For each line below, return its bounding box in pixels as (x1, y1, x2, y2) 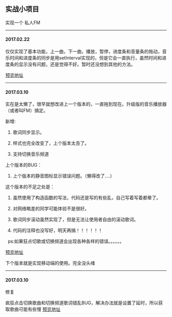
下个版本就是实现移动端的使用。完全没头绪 (5, 260, 95, 266)
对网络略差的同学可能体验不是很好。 (12, 206, 90, 212)
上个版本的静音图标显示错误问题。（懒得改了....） (12, 173, 115, 179)
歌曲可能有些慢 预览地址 (9, 306, 60, 312)
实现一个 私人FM (5, 19, 40, 26)
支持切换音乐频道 (12, 151, 49, 157)
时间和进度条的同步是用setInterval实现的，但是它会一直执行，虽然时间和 (9, 55, 162, 61)
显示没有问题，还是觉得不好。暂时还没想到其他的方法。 (18, 61, 136, 68)
